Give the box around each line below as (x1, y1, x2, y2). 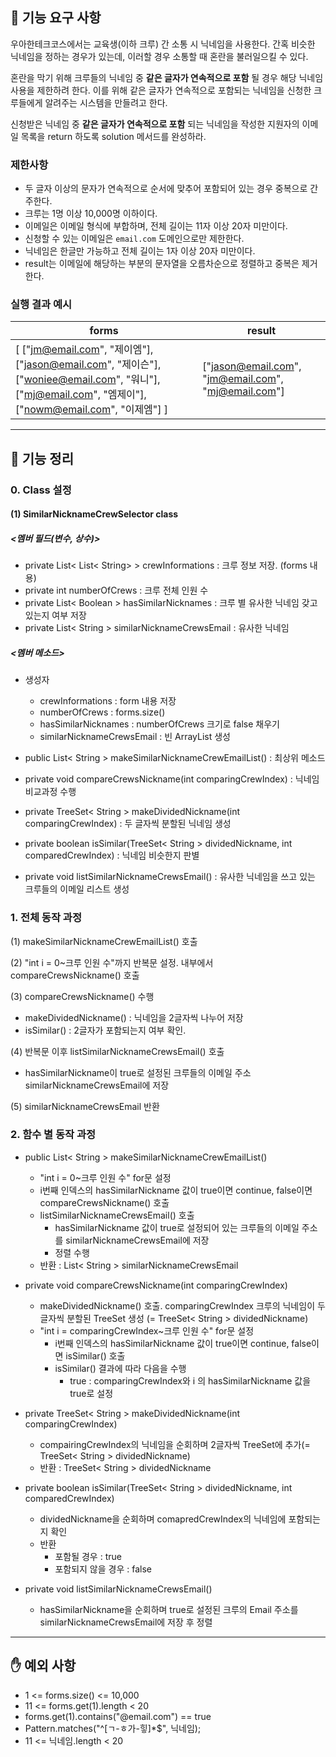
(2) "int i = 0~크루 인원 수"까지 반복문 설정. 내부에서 (10, 956, 214, 968)
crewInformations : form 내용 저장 (39, 695, 177, 707)
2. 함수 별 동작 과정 (10, 1128, 97, 1142)
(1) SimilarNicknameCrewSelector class (10, 508, 179, 520)
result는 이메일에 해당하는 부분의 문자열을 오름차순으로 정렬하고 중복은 (24, 258, 300, 270)
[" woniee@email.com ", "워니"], (15, 373, 161, 387)
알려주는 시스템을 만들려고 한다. (44, 96, 168, 108)
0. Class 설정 (10, 483, 72, 497)
